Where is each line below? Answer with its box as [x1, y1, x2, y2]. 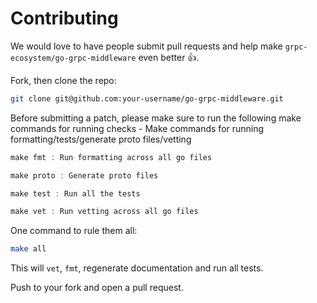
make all [10, 244, 47, 254]
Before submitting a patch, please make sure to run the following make [10, 112, 302, 124]
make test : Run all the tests [10, 188, 141, 199]
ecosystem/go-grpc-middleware [10, 53, 137, 63]
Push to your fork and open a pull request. [10, 282, 184, 294]
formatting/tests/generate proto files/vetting [10, 133, 192, 145]
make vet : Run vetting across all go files [10, 207, 199, 217]
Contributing [10, 7, 119, 30]
